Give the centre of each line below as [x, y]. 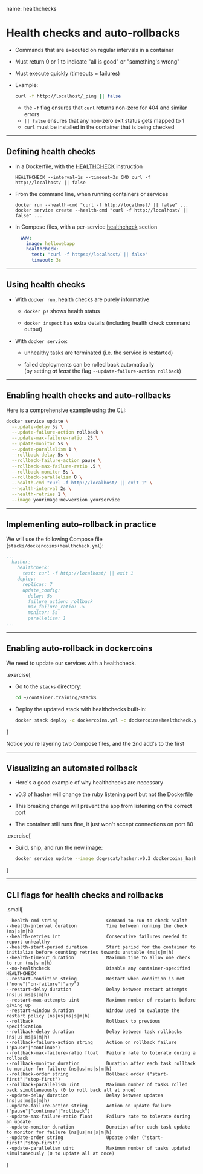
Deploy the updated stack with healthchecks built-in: [81, 709]
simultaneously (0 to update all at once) [60, 1153]
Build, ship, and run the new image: [59, 848]
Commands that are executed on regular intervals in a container [94, 50]
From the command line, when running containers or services [92, 194]
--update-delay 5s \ [37, 427]
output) [33, 329]
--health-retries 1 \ [39, 494]
